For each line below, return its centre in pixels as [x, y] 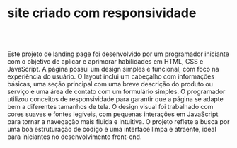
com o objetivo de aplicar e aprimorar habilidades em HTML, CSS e [105, 61]
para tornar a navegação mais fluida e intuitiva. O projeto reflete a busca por [118, 121]
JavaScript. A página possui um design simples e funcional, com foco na [113, 69]
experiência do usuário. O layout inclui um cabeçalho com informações [111, 76]
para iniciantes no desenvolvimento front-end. [75, 137]
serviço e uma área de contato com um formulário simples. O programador [116, 91]
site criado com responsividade [102, 13]
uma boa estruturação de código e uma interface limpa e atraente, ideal [112, 129]
